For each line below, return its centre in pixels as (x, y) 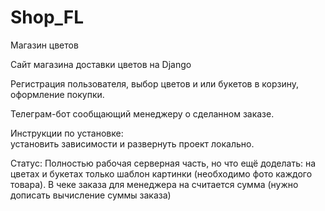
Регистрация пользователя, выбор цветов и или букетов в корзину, (154, 83)
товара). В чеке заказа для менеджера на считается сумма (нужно (154, 184)
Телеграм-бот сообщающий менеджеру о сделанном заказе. (142, 113)
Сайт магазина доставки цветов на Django (101, 64)
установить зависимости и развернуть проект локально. (132, 143)
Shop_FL (47, 17)
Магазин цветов (44, 45)
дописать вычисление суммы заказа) (91, 195)
